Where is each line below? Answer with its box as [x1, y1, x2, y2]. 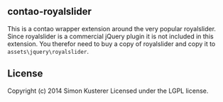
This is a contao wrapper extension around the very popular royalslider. [7, 24, 217, 33]
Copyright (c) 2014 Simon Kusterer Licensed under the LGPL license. [7, 86, 209, 95]
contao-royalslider [7, 6, 92, 18]
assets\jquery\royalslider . [7, 47, 89, 55]
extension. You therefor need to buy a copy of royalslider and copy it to [7, 39, 216, 48]
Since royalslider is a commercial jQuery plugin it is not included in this [7, 32, 214, 40]
